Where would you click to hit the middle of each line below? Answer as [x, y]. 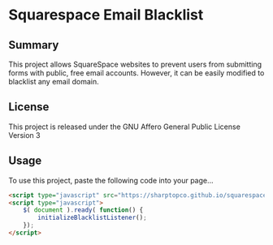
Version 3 [24, 135]
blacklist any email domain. [54, 82]
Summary [34, 45]
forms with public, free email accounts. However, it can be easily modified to [136, 73]
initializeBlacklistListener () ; [93, 218]
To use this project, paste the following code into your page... [111, 180]
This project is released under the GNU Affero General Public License [125, 127]
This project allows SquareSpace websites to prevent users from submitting [135, 64]
